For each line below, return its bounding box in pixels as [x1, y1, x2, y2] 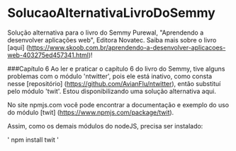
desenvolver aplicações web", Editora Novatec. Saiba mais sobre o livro [7, 35, 217, 44]
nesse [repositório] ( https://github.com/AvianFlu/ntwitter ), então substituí [7, 79, 221, 87]
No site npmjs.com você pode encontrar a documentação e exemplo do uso [7, 100, 230, 109]
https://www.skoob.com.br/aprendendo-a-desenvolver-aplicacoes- [28, 43, 226, 52]
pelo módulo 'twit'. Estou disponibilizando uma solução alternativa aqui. [7, 87, 216, 95]
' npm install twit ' [7, 135, 59, 144]
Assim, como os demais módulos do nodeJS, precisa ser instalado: [7, 121, 203, 130]
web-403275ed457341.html [7, 51, 89, 59]
